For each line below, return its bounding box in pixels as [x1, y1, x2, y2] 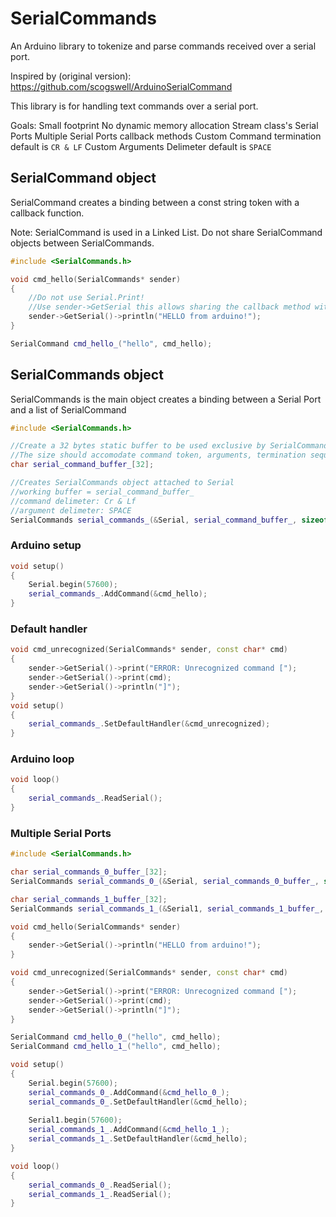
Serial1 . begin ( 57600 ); [28, 1115, 123, 1126]
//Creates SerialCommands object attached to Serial [10, 478, 235, 488]
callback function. [10, 207, 85, 219]
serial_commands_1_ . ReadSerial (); [28, 1189, 172, 1199]
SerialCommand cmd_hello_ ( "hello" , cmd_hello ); [10, 338, 213, 349]
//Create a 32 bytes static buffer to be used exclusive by [10, 441, 267, 451]
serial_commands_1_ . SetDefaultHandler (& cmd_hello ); [28, 1134, 248, 1144]
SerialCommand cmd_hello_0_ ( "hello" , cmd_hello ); [10, 1032, 222, 1042]
